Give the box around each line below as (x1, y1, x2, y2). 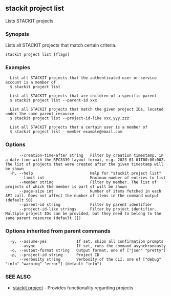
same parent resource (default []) (5, 215, 81, 221)
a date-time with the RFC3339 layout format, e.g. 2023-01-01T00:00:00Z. (5, 157, 166, 162)
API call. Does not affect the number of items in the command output (5, 193, 159, 198)
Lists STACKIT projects (5, 17, 54, 24)
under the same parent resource (5, 111, 74, 117)
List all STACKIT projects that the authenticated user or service (10, 75, 157, 81)
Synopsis (5, 30, 29, 37)
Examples (5, 64, 31, 71)
